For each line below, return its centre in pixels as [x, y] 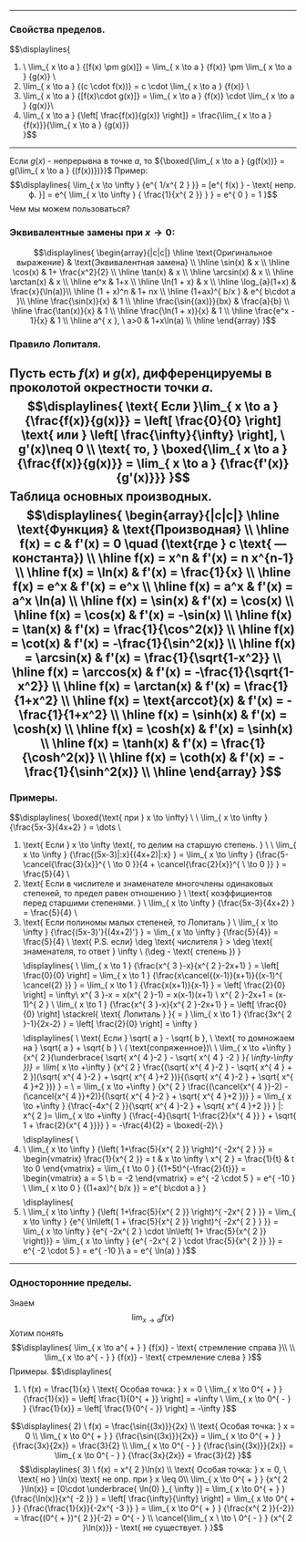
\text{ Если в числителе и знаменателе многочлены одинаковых [148, 884]
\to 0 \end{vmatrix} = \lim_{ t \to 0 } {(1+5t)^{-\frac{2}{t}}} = [134, 1169]
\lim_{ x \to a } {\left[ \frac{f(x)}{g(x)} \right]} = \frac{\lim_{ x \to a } [147, 116]
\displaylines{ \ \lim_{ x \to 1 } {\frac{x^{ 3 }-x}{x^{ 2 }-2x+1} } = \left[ [151, 966]
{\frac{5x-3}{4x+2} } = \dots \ [65, 827]
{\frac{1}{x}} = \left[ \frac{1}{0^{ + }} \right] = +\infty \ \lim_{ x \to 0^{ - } [157, 1399]
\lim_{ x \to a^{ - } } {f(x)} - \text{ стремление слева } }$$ [153, 1357]
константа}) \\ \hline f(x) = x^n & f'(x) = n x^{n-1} [153, 558]
